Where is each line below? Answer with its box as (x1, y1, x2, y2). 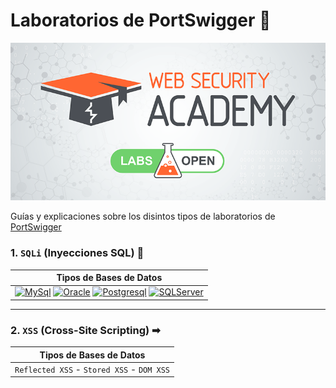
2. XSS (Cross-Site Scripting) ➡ (10, 323, 161, 337)
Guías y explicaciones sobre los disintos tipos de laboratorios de (10, 210, 276, 223)
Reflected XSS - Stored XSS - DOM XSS (14, 363, 171, 375)
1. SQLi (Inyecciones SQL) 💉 (10, 246, 145, 260)
